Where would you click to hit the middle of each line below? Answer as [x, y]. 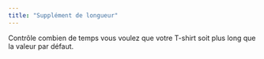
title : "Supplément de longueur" [63, 15]
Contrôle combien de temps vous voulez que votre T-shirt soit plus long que [132, 38]
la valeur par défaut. [41, 46]
